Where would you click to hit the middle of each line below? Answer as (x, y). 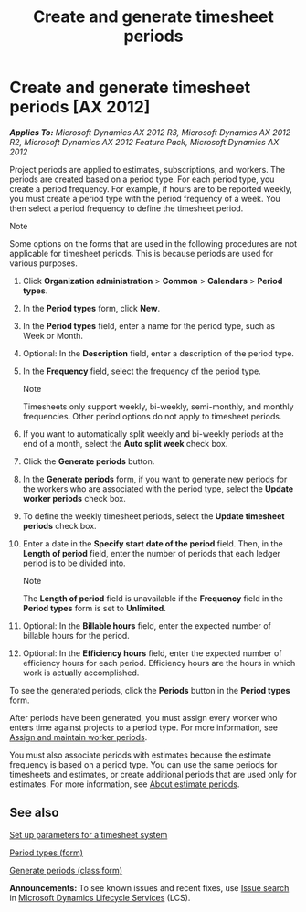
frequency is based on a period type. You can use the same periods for (143, 764)
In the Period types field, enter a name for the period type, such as (149, 325)
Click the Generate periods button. (89, 461)
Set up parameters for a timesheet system (89, 834)
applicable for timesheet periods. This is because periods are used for (142, 253)
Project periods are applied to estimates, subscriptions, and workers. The (148, 169)
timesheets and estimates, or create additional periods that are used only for (153, 774)
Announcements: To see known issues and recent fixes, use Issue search (149, 887)
